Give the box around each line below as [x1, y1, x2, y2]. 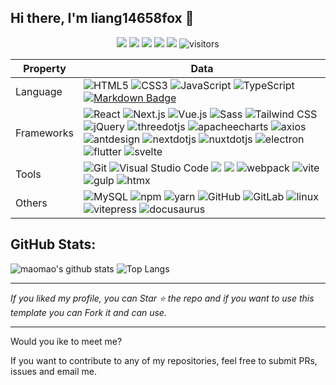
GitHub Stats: [10, 236, 97, 253]
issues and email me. [10, 365, 98, 377]
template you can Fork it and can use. [10, 306, 167, 318]
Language [15, 84, 63, 98]
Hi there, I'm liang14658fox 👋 [10, 10, 195, 27]
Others [15, 196, 48, 210]
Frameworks [15, 126, 74, 140]
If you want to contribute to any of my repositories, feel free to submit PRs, [10, 354, 318, 366]
